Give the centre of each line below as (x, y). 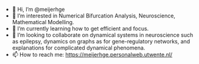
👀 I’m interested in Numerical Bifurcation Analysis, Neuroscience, (93, 16)
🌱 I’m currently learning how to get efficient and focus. (80, 28)
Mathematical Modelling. (43, 22)
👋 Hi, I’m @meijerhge (38, 9)
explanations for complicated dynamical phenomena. (79, 48)
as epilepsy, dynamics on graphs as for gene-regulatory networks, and (101, 41)
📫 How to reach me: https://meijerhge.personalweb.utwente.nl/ (92, 55)
